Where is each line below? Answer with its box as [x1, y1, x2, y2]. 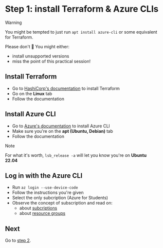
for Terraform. [5, 34, 34, 40]
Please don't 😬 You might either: [5, 43, 70, 49]
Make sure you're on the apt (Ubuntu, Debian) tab [12, 128, 113, 134]
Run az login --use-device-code [12, 185, 78, 190]
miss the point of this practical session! [12, 58, 91, 64]
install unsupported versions [12, 53, 70, 59]
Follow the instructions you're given [12, 189, 84, 196]
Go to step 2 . [5, 238, 31, 244]
